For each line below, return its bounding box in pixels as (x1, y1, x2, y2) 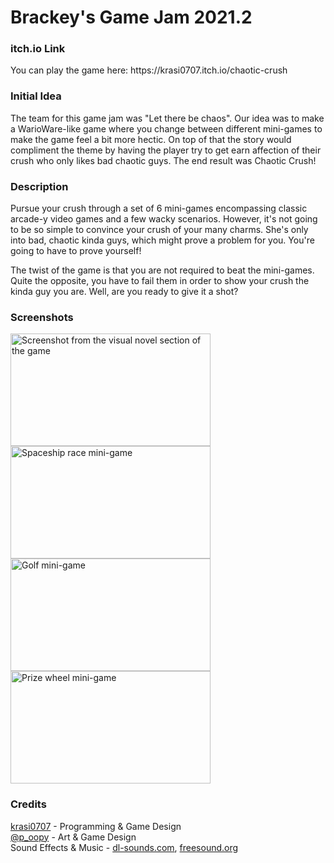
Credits (10, 797, 47, 811)
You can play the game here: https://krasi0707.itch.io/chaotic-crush (10, 64, 288, 76)
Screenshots (10, 311, 74, 324)
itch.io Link (10, 42, 66, 56)
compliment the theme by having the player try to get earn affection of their (10, 144, 322, 156)
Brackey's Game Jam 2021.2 (10, 6, 253, 29)
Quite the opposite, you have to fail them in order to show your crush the (10, 275, 310, 287)
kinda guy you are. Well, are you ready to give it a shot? (10, 286, 239, 298)
